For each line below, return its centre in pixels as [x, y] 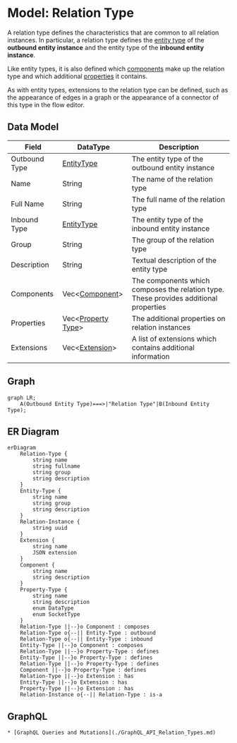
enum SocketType [56, 615]
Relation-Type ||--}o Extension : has [77, 676]
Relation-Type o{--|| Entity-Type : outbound [88, 633]
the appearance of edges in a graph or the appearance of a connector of [113, 97]
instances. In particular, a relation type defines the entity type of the [106, 40]
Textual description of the [174, 260]
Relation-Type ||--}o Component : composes [85, 627]
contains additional [163, 347]
